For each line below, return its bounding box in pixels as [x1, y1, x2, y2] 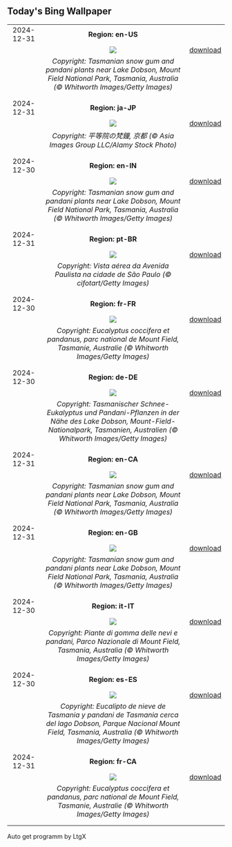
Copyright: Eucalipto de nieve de [59, 701, 166, 711]
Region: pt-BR [89, 234, 137, 244]
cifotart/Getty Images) [77, 278, 150, 287]
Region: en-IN [89, 160, 137, 170]
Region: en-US [88, 29, 138, 39]
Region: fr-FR [90, 298, 137, 308]
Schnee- [140, 399, 170, 408]
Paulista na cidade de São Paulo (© [55, 269, 172, 279]
